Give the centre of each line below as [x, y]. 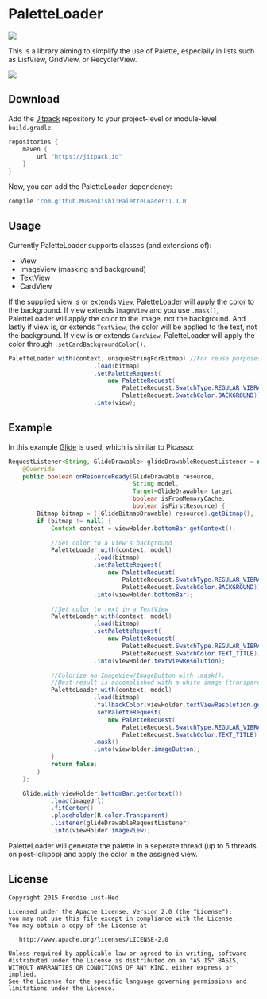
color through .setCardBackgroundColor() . [77, 344]
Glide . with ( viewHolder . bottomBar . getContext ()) [103, 793]
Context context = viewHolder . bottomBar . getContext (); [143, 528]
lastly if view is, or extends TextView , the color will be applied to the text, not [133, 327]
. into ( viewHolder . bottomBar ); [143, 595]
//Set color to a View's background [111, 543]
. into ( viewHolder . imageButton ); [147, 749]
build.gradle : [31, 127]
